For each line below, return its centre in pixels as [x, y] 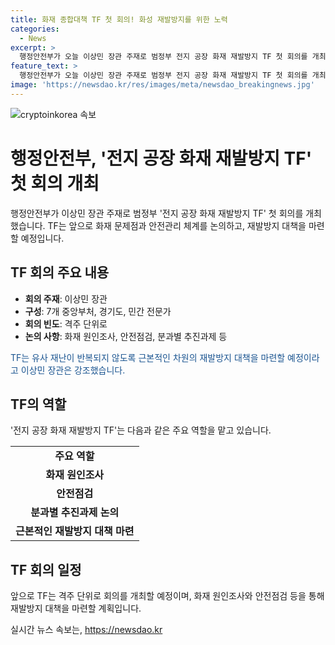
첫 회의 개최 [55, 183]
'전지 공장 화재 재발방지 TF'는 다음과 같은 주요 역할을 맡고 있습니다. [141, 430]
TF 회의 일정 [46, 569]
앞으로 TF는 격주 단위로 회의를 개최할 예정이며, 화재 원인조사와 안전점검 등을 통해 [167, 596]
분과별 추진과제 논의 [75, 513]
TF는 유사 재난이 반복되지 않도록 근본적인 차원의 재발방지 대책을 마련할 [148, 357]
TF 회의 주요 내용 [60, 272]
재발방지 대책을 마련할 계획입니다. [76, 608]
